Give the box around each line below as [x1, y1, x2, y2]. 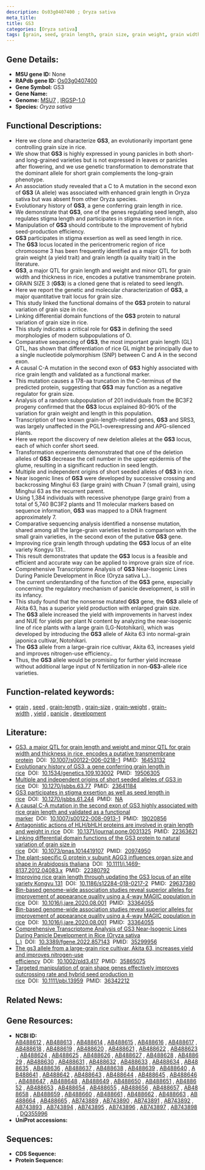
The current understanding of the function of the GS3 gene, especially [15, 578, 193, 585]
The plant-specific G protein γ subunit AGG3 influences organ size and [15, 854, 193, 861]
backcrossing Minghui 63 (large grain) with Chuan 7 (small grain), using [15, 481, 195, 488]
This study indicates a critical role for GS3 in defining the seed [15, 325, 173, 332]
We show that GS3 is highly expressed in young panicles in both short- [15, 150, 194, 157]
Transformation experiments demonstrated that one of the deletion [15, 448, 183, 456]
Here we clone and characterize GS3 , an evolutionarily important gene [15, 137, 193, 144]
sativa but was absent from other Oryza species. [15, 195, 138, 202]
